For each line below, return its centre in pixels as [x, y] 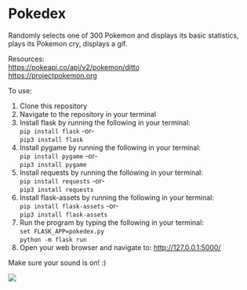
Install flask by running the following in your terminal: [105, 122]
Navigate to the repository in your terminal [88, 114]
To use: [20, 90]
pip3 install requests [56, 190]
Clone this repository [53, 106]
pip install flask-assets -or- [69, 205]
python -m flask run [53, 240]
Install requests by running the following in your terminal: [111, 172]
